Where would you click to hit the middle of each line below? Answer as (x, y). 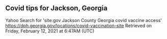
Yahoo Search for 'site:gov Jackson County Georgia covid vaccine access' (83, 20)
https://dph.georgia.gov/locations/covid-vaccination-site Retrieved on (78, 25)
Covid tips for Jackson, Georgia (57, 8)
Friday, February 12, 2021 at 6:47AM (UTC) (50, 31)
